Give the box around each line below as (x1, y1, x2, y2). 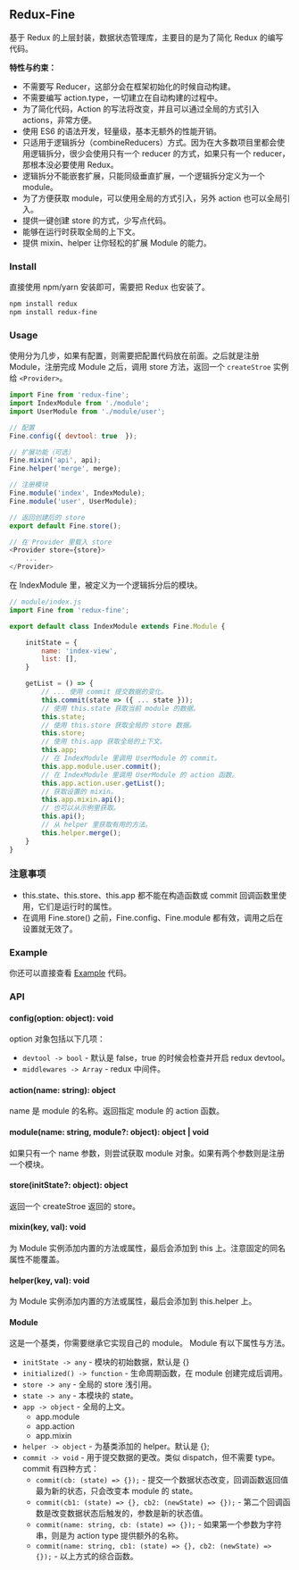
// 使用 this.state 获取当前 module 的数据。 (41, 704, 200, 713)
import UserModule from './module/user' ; (9, 406, 166, 416)
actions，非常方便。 (21, 114, 96, 125)
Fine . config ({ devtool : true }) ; (9, 431, 138, 440)
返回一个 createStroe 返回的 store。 (9, 1200, 141, 1211)
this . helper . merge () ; (41, 828, 122, 838)
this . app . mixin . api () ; (41, 795, 126, 805)
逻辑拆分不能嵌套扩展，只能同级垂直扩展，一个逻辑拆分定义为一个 (21, 170, 265, 181)
